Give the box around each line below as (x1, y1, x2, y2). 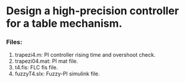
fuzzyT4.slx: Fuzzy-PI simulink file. (14, 70, 100, 78)
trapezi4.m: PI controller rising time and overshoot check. (14, 52, 156, 59)
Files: (6, 38, 23, 46)
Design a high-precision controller (6, 4, 180, 18)
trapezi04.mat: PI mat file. (14, 58, 79, 65)
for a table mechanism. (6, 17, 123, 30)
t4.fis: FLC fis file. (14, 64, 58, 71)
